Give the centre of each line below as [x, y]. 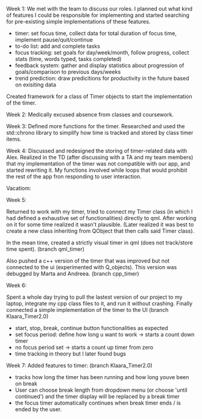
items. [14, 139]
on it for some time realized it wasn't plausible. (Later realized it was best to [100, 224]
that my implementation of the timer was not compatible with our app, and [98, 164]
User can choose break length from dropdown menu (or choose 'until [101, 390]
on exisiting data [35, 85]
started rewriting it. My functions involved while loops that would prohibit [97, 170]
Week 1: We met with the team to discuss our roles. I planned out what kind [99, 9]
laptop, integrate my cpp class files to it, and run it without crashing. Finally [99, 304]
